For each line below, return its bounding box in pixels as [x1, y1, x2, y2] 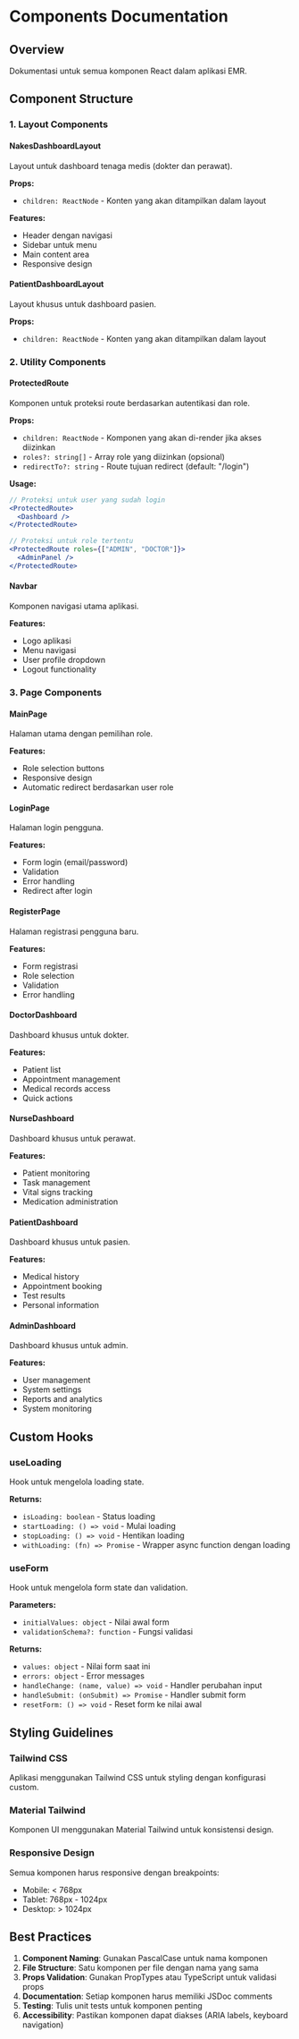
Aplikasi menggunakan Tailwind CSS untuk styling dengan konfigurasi [9, 1772, 266, 1783]
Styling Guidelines [9, 1725, 114, 1740]
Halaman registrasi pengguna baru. [9, 926, 139, 937]
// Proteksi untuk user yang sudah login [9, 495, 166, 505]
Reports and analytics [21, 1394, 103, 1405]
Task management [21, 1177, 91, 1187]
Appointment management [21, 1074, 120, 1084]
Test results [21, 1290, 66, 1301]
